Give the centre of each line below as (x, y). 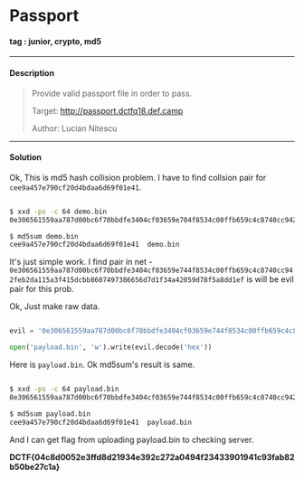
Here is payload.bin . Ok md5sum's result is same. (102, 365)
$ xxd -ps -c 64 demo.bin (58, 212)
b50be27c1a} (35, 466)
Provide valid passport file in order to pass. (112, 93)
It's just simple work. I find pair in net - (81, 262)
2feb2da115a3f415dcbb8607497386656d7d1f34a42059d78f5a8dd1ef (127, 280)
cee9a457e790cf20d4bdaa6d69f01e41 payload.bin (101, 422)
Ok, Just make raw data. (55, 306)
